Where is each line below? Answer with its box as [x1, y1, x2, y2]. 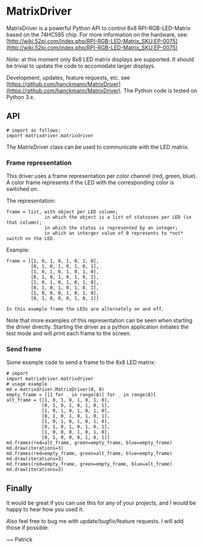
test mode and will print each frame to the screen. [6, 330, 132, 337]
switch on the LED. [6, 236, 56, 242]
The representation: [6, 197, 56, 205]
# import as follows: [6, 127, 61, 133]
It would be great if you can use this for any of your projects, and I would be [6, 499, 196, 507]
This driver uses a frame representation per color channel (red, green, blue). [6, 173, 198, 180]
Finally [6, 483, 32, 493]
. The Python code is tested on [120, 87, 198, 94]
